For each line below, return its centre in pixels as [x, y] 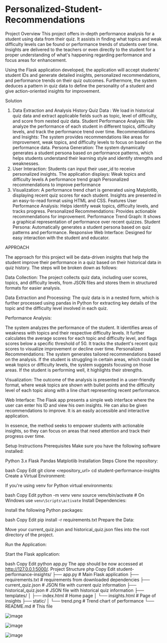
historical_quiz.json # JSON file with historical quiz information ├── [75, 590]
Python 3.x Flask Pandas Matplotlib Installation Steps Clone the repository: [82, 461]
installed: [14, 451]
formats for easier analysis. [33, 288]
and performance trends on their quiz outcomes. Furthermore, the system [81, 80]
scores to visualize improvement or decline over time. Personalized [74, 348]
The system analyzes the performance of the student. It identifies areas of [82, 327]
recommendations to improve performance [57, 184]
